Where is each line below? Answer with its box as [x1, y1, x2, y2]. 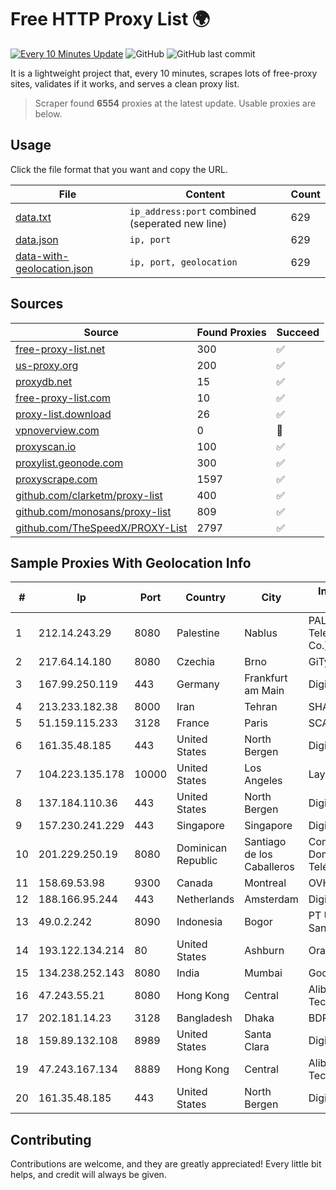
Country [185, 591, 227, 605]
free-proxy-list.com [15, 391, 112, 405]
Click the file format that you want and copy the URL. [10, 163, 228, 175]
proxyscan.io [15, 439, 77, 453]
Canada [176, 876, 213, 890]
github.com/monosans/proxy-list [15, 504, 172, 518]
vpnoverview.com [15, 423, 100, 437]
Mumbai [244, 966, 283, 980]
